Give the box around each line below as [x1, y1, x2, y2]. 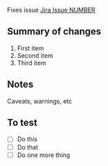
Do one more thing [17, 151, 70, 159]
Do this [17, 135, 38, 143]
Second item [17, 51, 54, 59]
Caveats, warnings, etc [7, 96, 72, 105]
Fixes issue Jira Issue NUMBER [7, 6, 96, 14]
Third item [17, 59, 47, 67]
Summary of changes [7, 25, 102, 37]
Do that [17, 143, 39, 151]
